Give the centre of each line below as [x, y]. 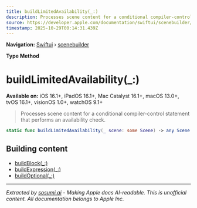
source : [16, 22]
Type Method [23, 56]
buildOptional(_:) [34, 175]
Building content [37, 149]
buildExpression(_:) [38, 169]
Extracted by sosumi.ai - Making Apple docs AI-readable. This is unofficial [96, 192]
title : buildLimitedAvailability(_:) [52, 11]
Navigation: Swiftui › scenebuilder [48, 45]
